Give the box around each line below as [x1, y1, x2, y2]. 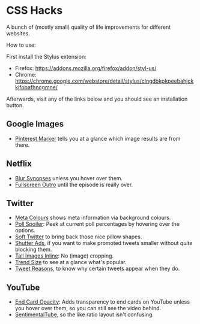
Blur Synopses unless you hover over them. [14, 174, 123, 181]
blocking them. [14, 246, 52, 253]
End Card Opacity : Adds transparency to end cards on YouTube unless [14, 298, 190, 305]
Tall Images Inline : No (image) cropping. [14, 252, 114, 259]
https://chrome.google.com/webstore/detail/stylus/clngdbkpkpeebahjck [14, 77, 194, 84]
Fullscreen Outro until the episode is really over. [14, 181, 133, 188]
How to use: [6, 41, 36, 49]
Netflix [6, 159, 32, 169]
